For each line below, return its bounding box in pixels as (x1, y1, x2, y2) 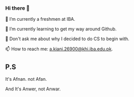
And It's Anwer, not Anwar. (5, 86, 61, 92)
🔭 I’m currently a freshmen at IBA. (5, 16, 75, 22)
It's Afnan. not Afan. (5, 76, 47, 82)
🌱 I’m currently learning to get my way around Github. (5, 26, 117, 32)
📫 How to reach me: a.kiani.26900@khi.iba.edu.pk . (5, 46, 113, 52)
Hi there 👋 (5, 5, 30, 12)
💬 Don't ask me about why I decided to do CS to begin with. (5, 36, 130, 42)
